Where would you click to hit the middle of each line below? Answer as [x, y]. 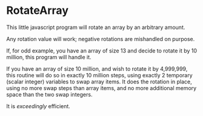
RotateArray [37, 11]
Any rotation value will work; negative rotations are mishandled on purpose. [101, 39]
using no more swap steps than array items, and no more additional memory [101, 88]
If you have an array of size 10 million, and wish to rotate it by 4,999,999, [97, 69]
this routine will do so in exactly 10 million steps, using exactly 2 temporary [99, 75]
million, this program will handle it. [49, 57]
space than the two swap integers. [49, 94]
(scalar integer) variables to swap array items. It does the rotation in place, [99, 82]
